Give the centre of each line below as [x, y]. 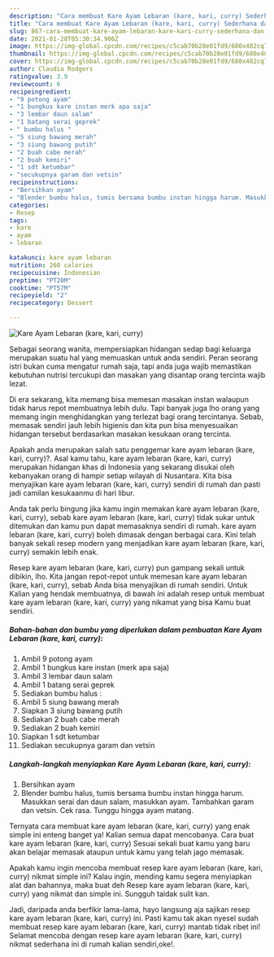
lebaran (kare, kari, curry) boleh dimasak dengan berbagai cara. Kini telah [133, 535]
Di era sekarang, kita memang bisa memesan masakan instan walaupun [129, 399]
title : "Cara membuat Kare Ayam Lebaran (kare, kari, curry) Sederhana [133, 24]
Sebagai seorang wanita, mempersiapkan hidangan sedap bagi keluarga [130, 349]
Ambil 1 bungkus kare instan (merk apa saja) [95, 667]
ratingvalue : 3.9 [39, 76]
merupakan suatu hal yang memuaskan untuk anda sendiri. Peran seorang [134, 358]
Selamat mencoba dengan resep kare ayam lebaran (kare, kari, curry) [126, 935]
